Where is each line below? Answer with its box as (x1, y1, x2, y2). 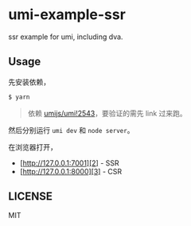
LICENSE (8, 189, 53, 204)
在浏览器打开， (8, 142, 57, 152)
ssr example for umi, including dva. (8, 32, 123, 41)
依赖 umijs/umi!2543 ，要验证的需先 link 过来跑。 (27, 108, 187, 118)
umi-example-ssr (8, 6, 126, 24)
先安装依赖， (8, 77, 50, 87)
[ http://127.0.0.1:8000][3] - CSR (19, 166, 122, 176)
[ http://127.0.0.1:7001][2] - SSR (19, 158, 119, 168)
